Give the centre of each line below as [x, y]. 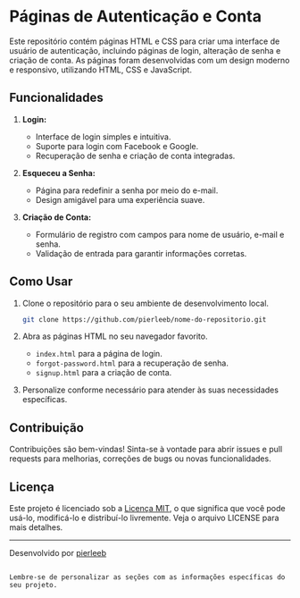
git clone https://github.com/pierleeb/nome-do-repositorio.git [144, 319]
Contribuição [47, 428]
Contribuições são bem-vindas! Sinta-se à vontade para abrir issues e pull [146, 450]
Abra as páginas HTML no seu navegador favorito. [115, 336]
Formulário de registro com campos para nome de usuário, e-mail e [160, 234]
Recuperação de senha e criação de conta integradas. [135, 156]
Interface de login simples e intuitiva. [103, 137]
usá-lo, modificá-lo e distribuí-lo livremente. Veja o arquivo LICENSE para [144, 518]
